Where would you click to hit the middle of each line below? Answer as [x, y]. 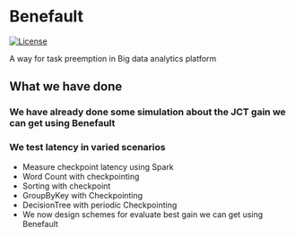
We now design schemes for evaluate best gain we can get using [143, 214]
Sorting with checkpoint [66, 186]
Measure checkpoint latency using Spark [98, 166]
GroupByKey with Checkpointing [82, 195]
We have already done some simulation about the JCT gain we [148, 112]
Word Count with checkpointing [81, 176]
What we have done [66, 87]
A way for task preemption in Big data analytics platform [113, 58]
